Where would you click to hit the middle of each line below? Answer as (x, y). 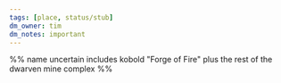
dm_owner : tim (36, 26)
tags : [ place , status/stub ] (62, 17)
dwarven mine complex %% (61, 69)
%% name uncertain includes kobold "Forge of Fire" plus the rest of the (141, 60)
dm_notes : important (48, 34)
